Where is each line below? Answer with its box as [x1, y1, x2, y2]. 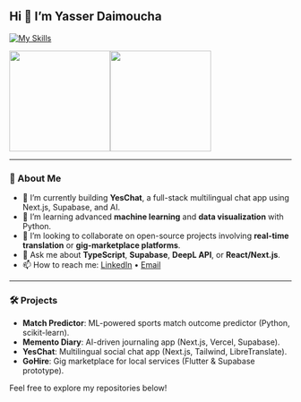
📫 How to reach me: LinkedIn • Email [21, 260, 161, 270]
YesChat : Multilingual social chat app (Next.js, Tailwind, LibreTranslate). [21, 346, 288, 357]
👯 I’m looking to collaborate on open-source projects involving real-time [21, 230, 289, 242]
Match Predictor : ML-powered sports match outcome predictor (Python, [21, 318, 290, 329]
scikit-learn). [21, 328, 70, 338]
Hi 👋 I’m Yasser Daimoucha [9, 9, 162, 24]
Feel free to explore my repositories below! [9, 382, 168, 394]
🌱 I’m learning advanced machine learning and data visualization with [21, 211, 284, 222]
